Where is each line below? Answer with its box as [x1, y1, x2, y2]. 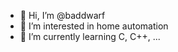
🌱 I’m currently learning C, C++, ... [19, 31, 161, 42]
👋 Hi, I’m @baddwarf [19, 10, 106, 21]
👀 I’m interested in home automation [19, 20, 169, 32]
